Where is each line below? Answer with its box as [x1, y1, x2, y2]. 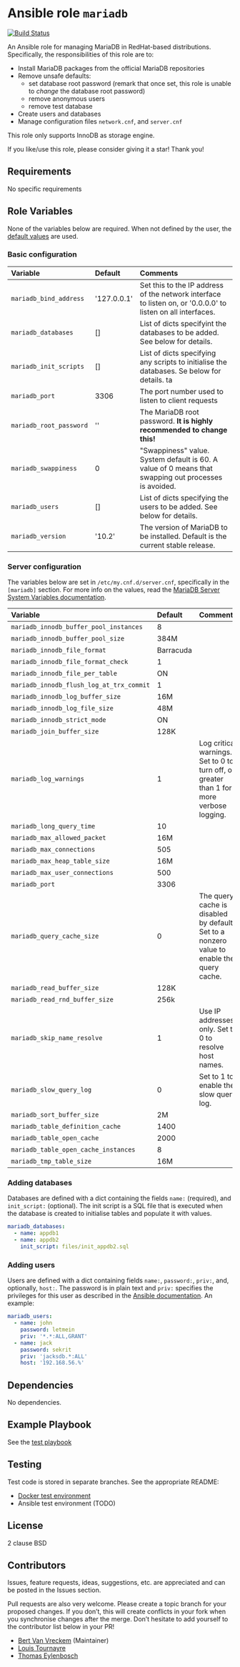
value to [199, 945, 226, 955]
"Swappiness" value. [139, 445, 210, 455]
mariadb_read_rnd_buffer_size [11, 996, 114, 1004]
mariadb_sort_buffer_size [11, 1111, 99, 1119]
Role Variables [7, 205, 73, 217]
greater [199, 774, 224, 784]
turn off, [199, 765, 226, 775]
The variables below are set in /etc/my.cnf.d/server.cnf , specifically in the [7, 578, 230, 587]
